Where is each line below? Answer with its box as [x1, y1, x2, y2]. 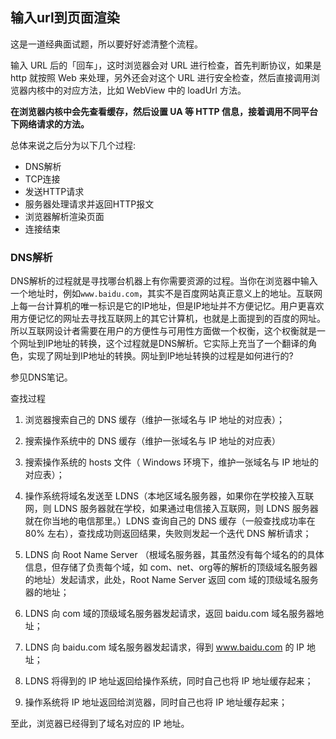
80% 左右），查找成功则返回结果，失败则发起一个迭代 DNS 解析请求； [24, 528, 312, 540]
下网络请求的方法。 [10, 118, 90, 130]
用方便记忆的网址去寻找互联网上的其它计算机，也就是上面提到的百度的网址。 [10, 313, 326, 325]
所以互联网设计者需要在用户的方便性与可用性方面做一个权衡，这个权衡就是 [10, 325, 317, 337]
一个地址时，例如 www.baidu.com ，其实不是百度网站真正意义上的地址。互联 [10, 288, 315, 300]
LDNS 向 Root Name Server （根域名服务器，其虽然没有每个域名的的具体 [24, 549, 325, 561]
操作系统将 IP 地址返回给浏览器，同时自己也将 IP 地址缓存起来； [24, 696, 288, 708]
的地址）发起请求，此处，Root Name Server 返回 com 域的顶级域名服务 [24, 574, 319, 586]
